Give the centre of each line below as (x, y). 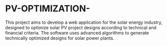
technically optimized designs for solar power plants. (60, 38)
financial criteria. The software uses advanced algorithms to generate (77, 33)
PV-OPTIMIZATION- (48, 9)
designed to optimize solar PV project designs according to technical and (81, 27)
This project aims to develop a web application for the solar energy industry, (84, 22)
